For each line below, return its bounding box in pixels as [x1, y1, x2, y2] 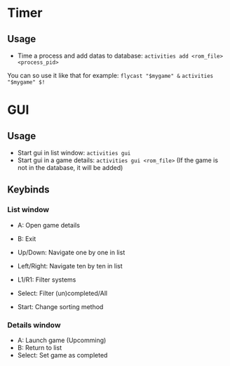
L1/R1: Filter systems [17, 275, 76, 284]
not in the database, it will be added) [17, 164, 123, 171]
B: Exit [17, 234, 36, 243]
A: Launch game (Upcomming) [17, 336, 107, 344]
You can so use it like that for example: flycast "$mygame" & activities [7, 72, 214, 79]
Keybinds [7, 184, 50, 196]
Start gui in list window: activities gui [17, 149, 131, 157]
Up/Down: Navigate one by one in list [17, 248, 126, 256]
